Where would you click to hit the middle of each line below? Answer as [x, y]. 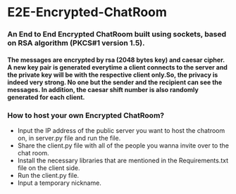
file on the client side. [49, 168]
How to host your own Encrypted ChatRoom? [86, 115]
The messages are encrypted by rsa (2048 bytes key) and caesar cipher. [116, 60]
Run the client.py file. [48, 175]
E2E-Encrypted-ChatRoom [87, 12]
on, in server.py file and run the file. [69, 138]
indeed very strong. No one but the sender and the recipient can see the [115, 82]
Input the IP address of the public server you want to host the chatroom [121, 130]
